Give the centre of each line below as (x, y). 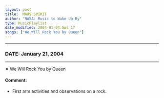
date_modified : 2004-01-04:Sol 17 (40, 28)
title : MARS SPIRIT (26, 14)
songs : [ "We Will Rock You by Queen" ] (44, 32)
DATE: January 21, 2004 (34, 54)
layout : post (18, 10)
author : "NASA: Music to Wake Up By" (43, 19)
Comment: (16, 80)
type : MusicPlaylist (26, 23)
